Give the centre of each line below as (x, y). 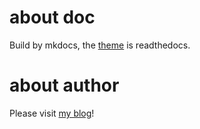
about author (64, 85)
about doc (52, 17)
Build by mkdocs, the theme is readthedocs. (100, 45)
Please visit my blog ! (52, 113)
